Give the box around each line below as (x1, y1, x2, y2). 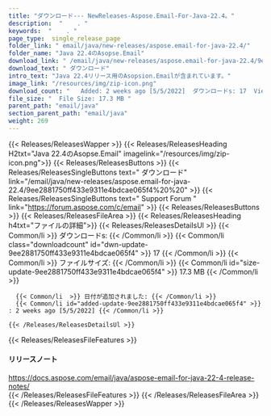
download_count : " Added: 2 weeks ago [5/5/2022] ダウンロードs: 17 (8, 86, 248, 95)
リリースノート (8, 355, 58, 364)
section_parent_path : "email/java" (8, 110, 128, 118)
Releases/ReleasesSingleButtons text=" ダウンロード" (8, 167, 188, 177)
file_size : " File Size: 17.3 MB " (8, 95, 131, 103)
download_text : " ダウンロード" (8, 65, 110, 73)
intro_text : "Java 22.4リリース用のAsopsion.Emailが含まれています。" (8, 72, 231, 80)
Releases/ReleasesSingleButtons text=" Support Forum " (8, 193, 197, 203)
